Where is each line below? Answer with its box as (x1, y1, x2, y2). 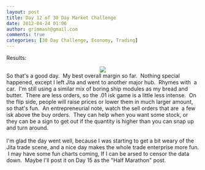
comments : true (6, 32, 45, 38)
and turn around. (6, 124, 49, 131)
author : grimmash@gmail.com (6, 26, 78, 32)
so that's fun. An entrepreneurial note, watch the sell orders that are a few (6, 105, 196, 112)
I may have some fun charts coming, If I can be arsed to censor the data (7, 150, 190, 157)
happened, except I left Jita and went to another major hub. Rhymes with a (6, 79, 197, 86)
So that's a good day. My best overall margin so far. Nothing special (6, 72, 181, 79)
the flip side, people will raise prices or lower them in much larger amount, (6, 98, 193, 105)
